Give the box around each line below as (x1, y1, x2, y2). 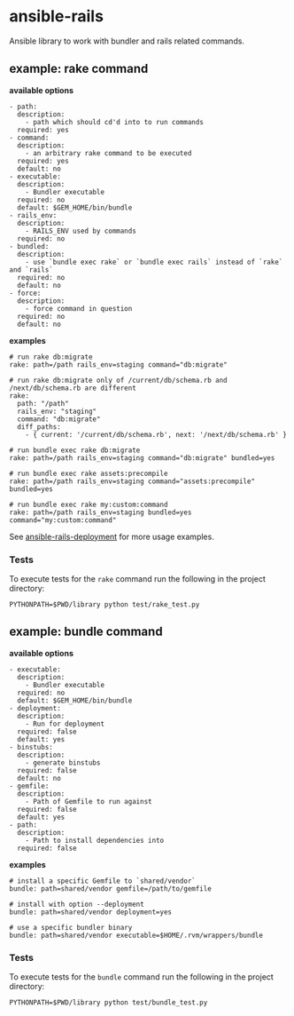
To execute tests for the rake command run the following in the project (9, 574, 266, 584)
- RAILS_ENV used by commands (25, 226, 137, 235)
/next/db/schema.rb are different (9, 384, 137, 393)
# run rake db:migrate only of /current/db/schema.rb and (9, 376, 228, 385)
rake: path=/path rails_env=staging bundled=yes (9, 508, 192, 517)
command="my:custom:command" (9, 515, 117, 525)
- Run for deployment (25, 719, 104, 728)
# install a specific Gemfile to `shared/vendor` (9, 877, 197, 885)
